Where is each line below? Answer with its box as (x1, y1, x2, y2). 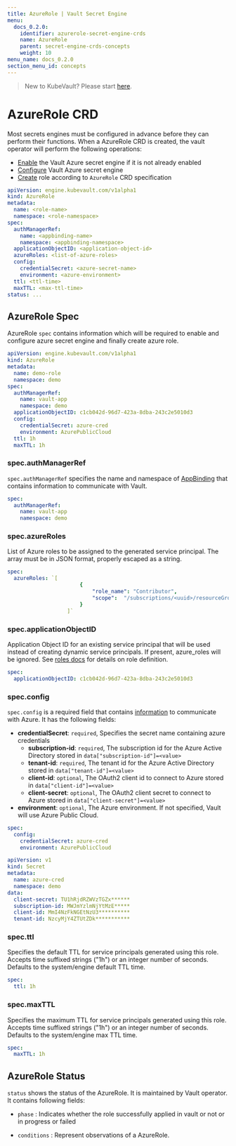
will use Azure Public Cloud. (17, 810, 99, 819)
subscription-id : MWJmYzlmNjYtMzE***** (13, 902, 131, 909)
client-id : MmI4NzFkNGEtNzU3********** (13, 909, 131, 916)
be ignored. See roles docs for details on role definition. (7, 654, 169, 664)
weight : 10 (20, 50, 52, 57)
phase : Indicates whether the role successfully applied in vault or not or (17, 1110, 225, 1119)
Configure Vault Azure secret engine (17, 166, 124, 174)
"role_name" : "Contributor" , (92, 588, 178, 595)
